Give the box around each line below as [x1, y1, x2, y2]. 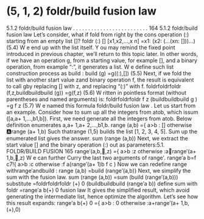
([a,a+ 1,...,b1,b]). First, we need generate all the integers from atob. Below [6, 114, 192, 122]
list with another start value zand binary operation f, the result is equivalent [6, 76, 194, 83]
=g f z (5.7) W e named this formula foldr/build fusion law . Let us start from [6, 102, 196, 109]
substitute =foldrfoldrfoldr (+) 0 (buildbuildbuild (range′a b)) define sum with [6, 179, 198, 187]
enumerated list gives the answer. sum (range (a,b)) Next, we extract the [6, 134, 189, 142]
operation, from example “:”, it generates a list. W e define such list [6, 63, 174, 71]
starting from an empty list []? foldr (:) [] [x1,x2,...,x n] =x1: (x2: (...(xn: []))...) [6, 37, 196, 44]
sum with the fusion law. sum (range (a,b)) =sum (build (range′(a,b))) [6, 173, 178, 181]
